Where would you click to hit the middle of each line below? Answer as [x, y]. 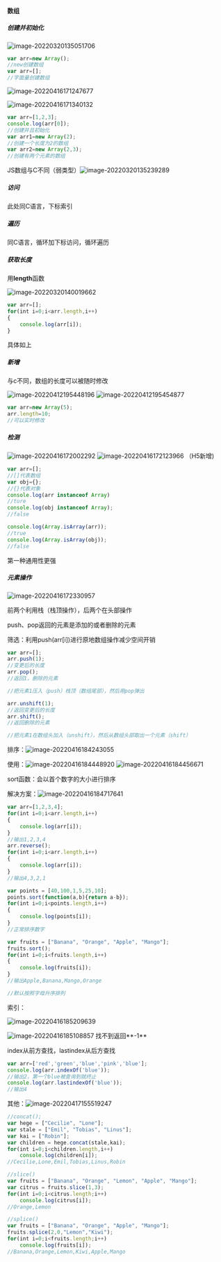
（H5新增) [200, 456]
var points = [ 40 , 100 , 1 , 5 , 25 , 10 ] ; [57, 891]
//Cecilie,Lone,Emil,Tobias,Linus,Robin [67, 1162]
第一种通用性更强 [32, 560]
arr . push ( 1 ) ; [26, 659]
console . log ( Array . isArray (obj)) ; [57, 540]
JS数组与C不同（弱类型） [44, 170]
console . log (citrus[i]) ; [56, 1200]
